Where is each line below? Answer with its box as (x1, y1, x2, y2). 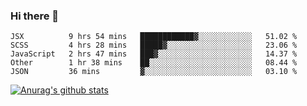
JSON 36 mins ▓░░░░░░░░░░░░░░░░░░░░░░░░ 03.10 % (10, 67, 298, 77)
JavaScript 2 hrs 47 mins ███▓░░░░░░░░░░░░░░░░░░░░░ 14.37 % (10, 49, 298, 59)
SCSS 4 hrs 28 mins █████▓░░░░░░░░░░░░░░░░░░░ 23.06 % (10, 40, 298, 51)
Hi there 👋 (10, 9, 60, 23)
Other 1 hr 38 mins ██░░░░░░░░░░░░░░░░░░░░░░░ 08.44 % (10, 58, 298, 68)
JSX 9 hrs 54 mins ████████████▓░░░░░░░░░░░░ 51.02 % (10, 32, 298, 42)
